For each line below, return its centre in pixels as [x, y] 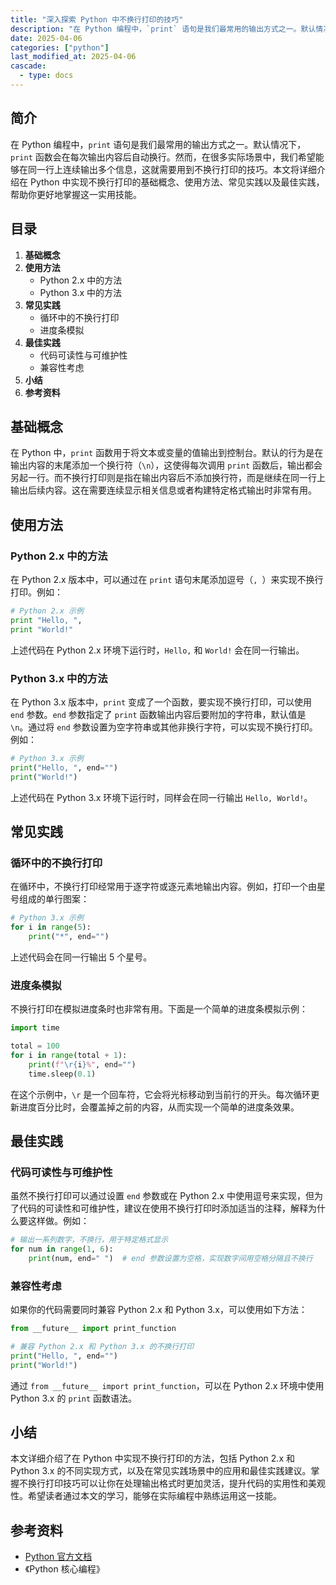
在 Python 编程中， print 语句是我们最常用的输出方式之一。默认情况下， [158, 144]
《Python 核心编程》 [64, 1569]
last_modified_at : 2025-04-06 [73, 57]
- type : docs [46, 76]
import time [35, 1028]
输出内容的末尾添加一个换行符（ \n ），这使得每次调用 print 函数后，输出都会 [166, 465]
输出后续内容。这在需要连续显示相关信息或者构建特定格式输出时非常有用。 [163, 490]
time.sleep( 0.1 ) [62, 1074]
